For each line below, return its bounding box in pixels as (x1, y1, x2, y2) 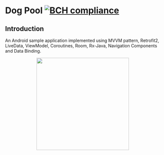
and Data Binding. (5, 48, 41, 54)
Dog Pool (5, 5, 43, 16)
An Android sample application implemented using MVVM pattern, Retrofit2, (5, 37, 160, 43)
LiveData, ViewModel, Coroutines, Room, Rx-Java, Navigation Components (5, 43, 158, 49)
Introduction (5, 25, 44, 33)
